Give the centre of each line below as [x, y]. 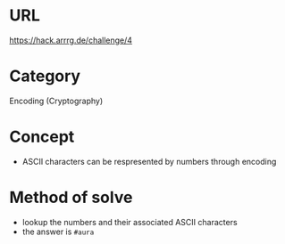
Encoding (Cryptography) [56, 101]
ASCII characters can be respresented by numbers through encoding [149, 161]
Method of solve [71, 198]
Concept [42, 137]
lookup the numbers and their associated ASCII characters [130, 222]
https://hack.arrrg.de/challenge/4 [71, 40]
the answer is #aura [58, 232]
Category [45, 76]
